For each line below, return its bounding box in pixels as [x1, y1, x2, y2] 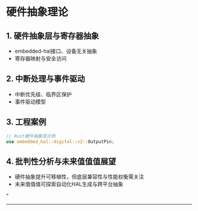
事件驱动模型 [14, 98, 46, 105]
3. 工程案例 [6, 117, 47, 127]
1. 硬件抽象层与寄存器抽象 [6, 31, 99, 41]
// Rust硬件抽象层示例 [6, 133, 56, 139]
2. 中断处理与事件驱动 [6, 74, 85, 84]
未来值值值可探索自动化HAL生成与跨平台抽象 [14, 181, 124, 188]
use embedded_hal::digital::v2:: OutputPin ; [6, 138, 115, 145]
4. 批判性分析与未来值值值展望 [6, 156, 116, 166]
